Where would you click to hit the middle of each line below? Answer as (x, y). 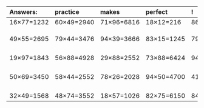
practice (67, 12)
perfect (157, 12)
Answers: (23, 12)
